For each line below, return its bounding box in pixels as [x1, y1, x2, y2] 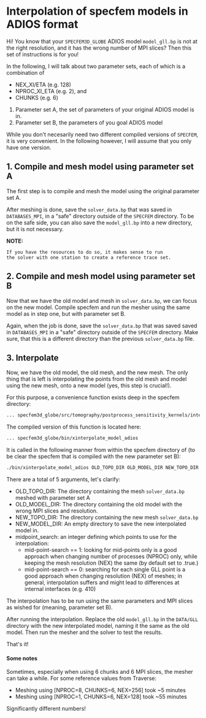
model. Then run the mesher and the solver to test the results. [6, 628, 163, 636]
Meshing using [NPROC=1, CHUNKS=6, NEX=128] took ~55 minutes [15, 693, 187, 700]
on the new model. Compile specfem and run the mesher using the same [6, 304, 190, 311]
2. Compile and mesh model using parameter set [6, 271, 196, 281]
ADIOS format [6, 17, 78, 31]
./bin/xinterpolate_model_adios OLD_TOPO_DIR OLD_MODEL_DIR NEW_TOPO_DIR [6, 465, 199, 471]
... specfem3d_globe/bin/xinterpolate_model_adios [6, 435, 139, 441]
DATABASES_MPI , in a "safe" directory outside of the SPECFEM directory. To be [6, 212, 194, 220]
